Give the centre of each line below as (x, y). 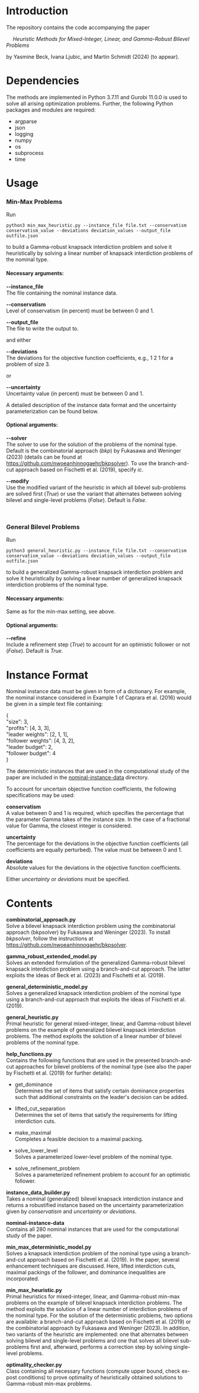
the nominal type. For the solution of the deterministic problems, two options (99, 1315)
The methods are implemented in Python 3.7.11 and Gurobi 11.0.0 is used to (97, 97)
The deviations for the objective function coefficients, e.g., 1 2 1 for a (90, 358)
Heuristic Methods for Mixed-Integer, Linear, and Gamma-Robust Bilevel (101, 39)
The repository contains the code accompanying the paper (78, 27)
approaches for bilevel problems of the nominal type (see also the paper (103, 1067)
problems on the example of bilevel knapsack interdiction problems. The (94, 1303)
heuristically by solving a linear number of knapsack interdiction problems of (99, 253)
